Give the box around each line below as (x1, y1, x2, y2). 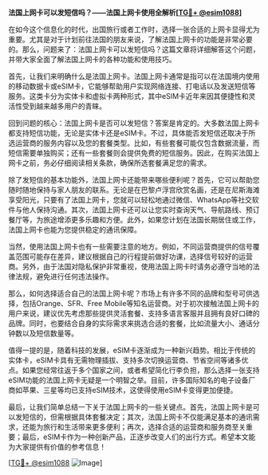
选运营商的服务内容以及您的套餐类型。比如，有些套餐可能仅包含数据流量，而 (8, 139, 260, 147)
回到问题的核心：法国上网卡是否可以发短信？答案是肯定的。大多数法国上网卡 (8, 119, 260, 128)
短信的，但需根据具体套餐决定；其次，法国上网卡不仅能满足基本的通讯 (22, 412, 253, 422)
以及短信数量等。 (22, 328, 78, 338)
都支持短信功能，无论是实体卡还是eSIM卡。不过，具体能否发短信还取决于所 (8, 128, 256, 138)
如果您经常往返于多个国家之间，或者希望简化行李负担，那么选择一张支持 (22, 366, 260, 375)
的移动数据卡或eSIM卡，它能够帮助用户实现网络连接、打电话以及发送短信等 (8, 81, 256, 91)
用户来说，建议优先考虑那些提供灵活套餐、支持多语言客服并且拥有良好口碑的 (8, 308, 260, 318)
